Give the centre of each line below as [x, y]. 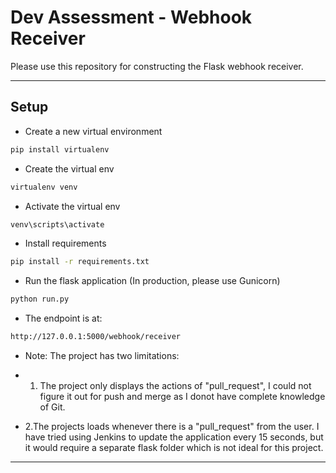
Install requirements [65, 243]
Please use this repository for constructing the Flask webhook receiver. [157, 66]
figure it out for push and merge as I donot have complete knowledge [182, 396]
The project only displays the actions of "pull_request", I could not [175, 385]
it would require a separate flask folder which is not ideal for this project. [174, 447]
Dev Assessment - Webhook [131, 17]
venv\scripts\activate [57, 224]
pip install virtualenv [60, 149]
